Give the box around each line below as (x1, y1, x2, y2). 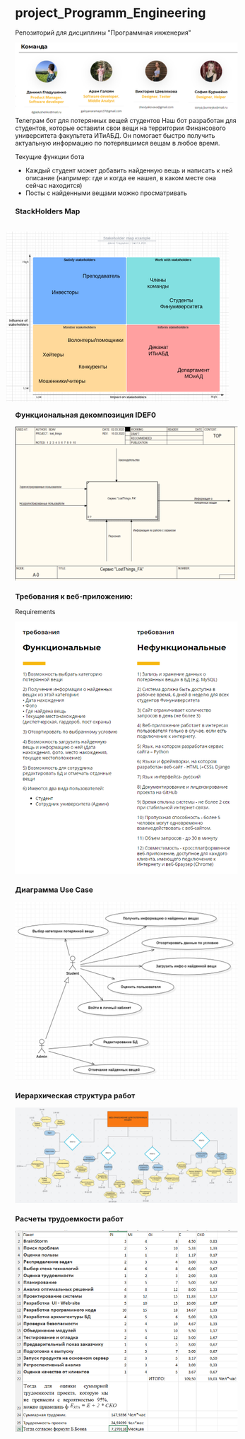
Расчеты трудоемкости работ (15, 1214, 124, 1224)
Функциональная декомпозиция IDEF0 (15, 410, 156, 420)
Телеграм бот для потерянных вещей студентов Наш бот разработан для (15, 116, 237, 124)
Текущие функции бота (15, 152, 85, 160)
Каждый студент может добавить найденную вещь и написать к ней (25, 166, 233, 175)
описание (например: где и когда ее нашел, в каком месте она (25, 173, 217, 182)
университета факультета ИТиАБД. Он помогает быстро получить (15, 131, 215, 139)
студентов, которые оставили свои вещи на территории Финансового (15, 124, 227, 132)
